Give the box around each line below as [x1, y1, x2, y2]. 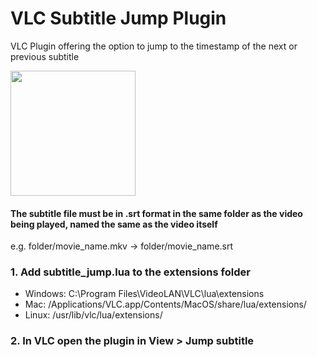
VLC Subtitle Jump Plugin [10, 7, 227, 30]
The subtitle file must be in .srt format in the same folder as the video [10, 207, 303, 219]
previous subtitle [10, 50, 80, 62]
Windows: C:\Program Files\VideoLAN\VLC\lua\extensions [24, 288, 265, 300]
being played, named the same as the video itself [10, 218, 218, 230]
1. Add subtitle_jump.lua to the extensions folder [10, 265, 251, 279]
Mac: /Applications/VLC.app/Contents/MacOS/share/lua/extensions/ [24, 298, 307, 311]
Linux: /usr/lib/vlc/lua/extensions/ [24, 309, 163, 321]
